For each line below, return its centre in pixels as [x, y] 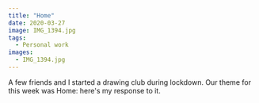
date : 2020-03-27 [37, 23]
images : [21, 52]
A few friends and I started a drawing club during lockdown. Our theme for [130, 82]
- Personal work [42, 45]
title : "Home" [32, 15]
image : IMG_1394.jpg [42, 30]
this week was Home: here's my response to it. [84, 90]
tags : [17, 38]
